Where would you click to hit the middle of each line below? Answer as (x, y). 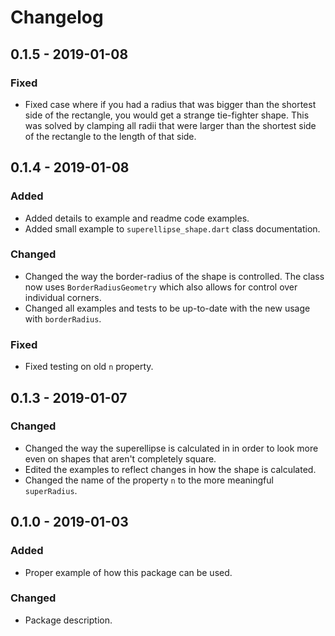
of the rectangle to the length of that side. (110, 136)
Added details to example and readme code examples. (137, 218)
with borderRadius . (63, 318)
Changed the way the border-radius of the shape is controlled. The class (174, 276)
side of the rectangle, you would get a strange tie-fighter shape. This (167, 115)
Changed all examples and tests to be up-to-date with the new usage (167, 308)
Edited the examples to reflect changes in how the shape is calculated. (170, 469)
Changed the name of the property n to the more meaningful (149, 480)
